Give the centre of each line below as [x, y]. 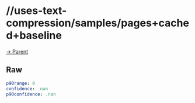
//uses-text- [36, 11]
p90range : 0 [20, 83]
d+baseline [34, 35]
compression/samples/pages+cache [98, 23]
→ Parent [17, 51]
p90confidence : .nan [31, 94]
